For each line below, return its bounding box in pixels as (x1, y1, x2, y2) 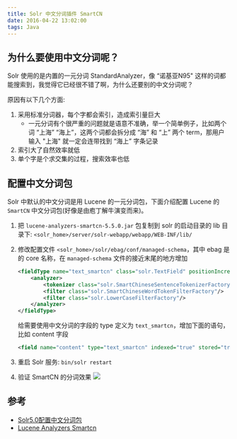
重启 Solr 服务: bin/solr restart (17, 358, 112, 366)
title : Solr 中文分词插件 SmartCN (7, 10, 103, 18)
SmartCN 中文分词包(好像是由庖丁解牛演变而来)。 (7, 206, 148, 214)
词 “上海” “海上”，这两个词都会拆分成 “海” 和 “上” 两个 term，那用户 (28, 128, 225, 136)
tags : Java (7, 23, 40, 30)
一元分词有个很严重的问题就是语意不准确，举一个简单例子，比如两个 (28, 119, 227, 128)
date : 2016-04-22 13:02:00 (7, 17, 87, 24)
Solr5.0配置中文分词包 (17, 415, 83, 424)
